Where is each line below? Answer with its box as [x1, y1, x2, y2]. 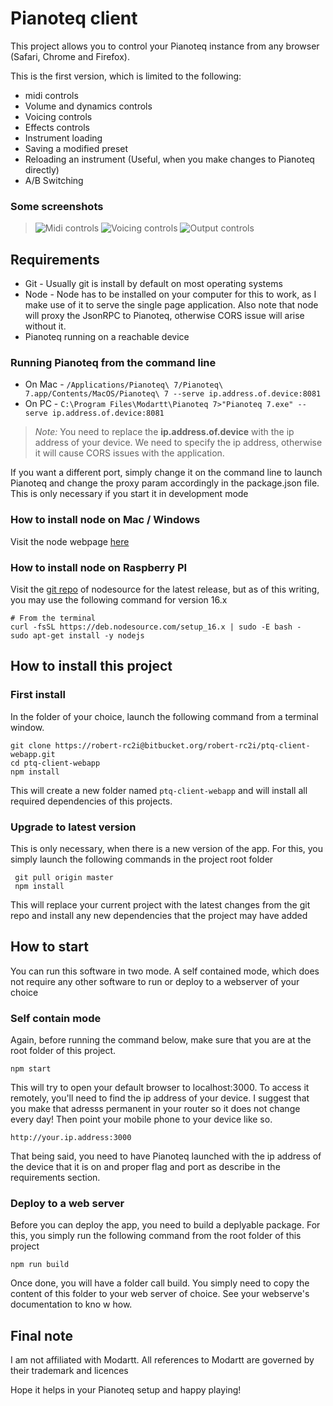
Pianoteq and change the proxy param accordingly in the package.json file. [10, 477, 320, 489]
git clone [10, 740, 52, 751]
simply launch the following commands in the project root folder [10, 853, 274, 865]
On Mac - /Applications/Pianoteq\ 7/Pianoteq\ [24, 378, 224, 391]
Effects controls [24, 121, 91, 133]
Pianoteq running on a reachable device [24, 331, 190, 343]
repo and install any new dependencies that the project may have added [10, 909, 308, 921]
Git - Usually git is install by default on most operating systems [24, 278, 283, 290]
